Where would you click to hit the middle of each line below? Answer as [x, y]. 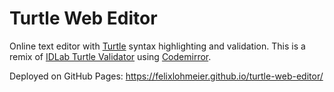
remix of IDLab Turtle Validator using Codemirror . [110, 56]
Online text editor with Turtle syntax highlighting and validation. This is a [157, 46]
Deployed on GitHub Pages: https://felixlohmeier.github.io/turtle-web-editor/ [166, 76]
